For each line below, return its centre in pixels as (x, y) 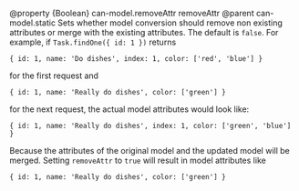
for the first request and (54, 75)
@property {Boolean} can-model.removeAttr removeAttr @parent (132, 13)
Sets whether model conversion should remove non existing (170, 23)
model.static (33, 23)
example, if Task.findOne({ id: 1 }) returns (93, 42)
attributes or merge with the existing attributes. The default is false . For (144, 32)
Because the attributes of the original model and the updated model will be (149, 151)
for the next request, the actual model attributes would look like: (129, 109)
